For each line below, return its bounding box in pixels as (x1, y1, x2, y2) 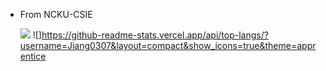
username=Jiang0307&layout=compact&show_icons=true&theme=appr (19, 40, 317, 51)
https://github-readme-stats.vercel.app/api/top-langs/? (41, 29, 269, 41)
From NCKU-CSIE (19, 9, 93, 20)
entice (19, 50, 47, 62)
